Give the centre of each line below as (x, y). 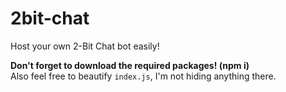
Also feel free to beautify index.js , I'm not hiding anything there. (143, 76)
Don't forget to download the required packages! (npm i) (130, 65)
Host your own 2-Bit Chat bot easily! (85, 46)
